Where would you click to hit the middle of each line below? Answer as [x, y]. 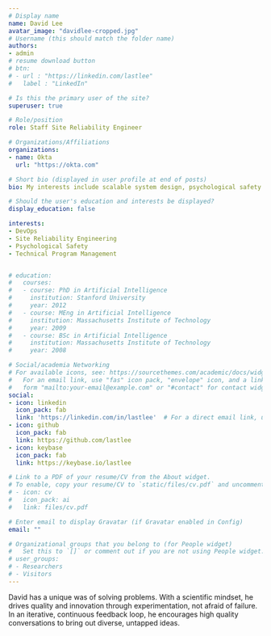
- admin [21, 53]
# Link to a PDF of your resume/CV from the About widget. [110, 478]
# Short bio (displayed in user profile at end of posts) [108, 179]
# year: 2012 [38, 305]
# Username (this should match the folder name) [92, 38]
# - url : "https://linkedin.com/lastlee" [81, 76]
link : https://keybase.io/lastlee [73, 463]
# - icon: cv [30, 493]
